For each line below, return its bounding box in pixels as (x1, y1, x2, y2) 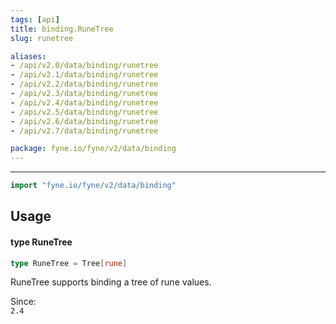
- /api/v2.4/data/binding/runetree (10, 97, 159, 108)
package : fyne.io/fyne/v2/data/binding (10, 144, 177, 154)
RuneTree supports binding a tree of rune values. (10, 276, 212, 288)
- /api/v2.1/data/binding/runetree (10, 70, 159, 80)
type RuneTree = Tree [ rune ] (10, 258, 128, 268)
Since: (10, 296, 37, 308)
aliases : (10, 51, 47, 61)
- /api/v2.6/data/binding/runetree (10, 116, 159, 126)
